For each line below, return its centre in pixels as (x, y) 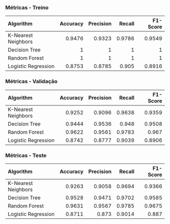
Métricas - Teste (26, 155)
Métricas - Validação (31, 81)
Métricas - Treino (27, 8)
